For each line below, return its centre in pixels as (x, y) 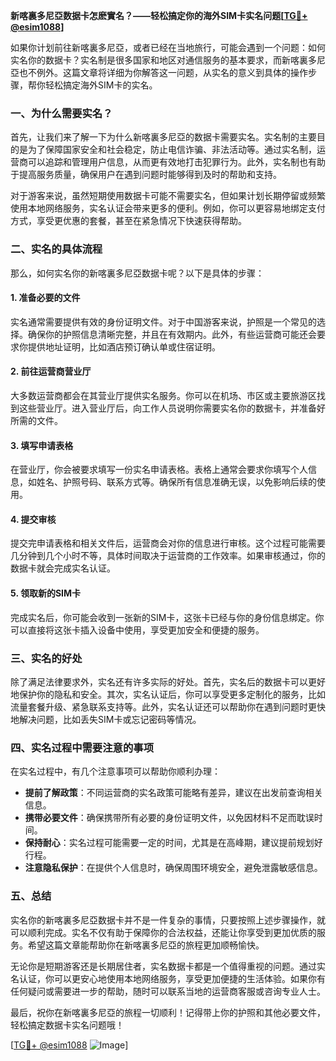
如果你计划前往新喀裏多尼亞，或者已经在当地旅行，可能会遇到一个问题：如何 (168, 47)
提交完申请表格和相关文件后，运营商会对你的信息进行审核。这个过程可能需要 (168, 543)
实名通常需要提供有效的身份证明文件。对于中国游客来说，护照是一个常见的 (163, 321)
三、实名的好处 (46, 658)
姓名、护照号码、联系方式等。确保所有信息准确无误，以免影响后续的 (176, 482)
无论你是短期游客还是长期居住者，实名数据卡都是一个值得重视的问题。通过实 (168, 966)
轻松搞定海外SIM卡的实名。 (101, 85)
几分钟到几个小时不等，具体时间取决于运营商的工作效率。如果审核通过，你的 (168, 556)
